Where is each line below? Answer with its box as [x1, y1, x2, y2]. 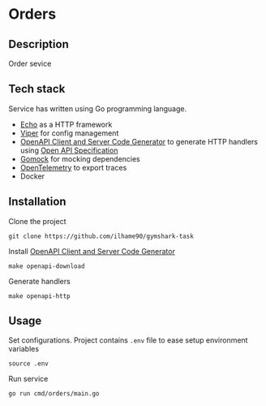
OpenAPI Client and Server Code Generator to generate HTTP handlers [19, 136, 258, 146]
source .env [8, 360, 49, 368]
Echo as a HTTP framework [19, 119, 113, 129]
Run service [8, 374, 49, 384]
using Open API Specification [19, 145, 118, 155]
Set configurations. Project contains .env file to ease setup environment [8, 335, 248, 345]
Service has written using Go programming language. [8, 103, 187, 114]
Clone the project [8, 216, 66, 226]
